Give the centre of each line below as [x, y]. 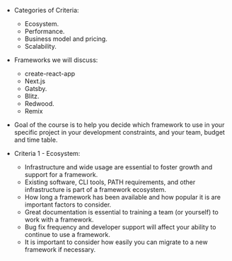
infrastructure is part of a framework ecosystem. [95, 189]
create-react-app [50, 74]
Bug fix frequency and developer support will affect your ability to [120, 227]
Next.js [35, 81]
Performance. [45, 31]
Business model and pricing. [66, 39]
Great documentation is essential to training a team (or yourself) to [122, 212]
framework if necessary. [60, 249]
